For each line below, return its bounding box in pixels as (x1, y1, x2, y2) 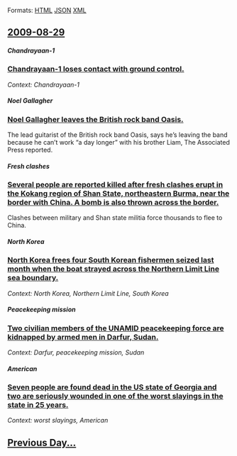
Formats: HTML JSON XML (7, 6, 87, 14)
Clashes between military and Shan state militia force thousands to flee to (7, 213, 223, 222)
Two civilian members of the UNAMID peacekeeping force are (7, 323, 225, 333)
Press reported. (7, 145, 53, 155)
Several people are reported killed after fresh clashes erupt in (7, 180, 224, 190)
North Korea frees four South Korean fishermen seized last (7, 255, 214, 265)
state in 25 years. (7, 400, 69, 410)
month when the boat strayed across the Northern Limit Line (7, 264, 220, 274)
